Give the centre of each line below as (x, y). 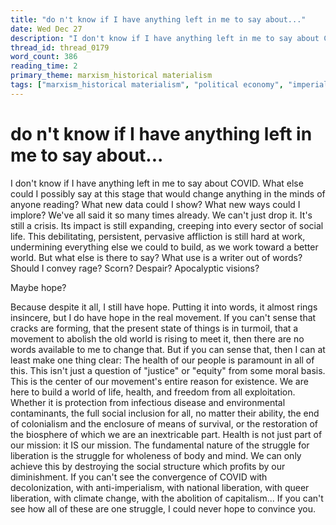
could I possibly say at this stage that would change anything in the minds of (168, 193)
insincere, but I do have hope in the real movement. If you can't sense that (163, 317)
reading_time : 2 (44, 66)
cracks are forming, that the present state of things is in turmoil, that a (154, 328)
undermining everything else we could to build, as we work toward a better (164, 247)
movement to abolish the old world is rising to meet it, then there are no (157, 338)
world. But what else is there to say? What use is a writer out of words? (156, 257)
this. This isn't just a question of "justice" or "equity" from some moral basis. (168, 370)
